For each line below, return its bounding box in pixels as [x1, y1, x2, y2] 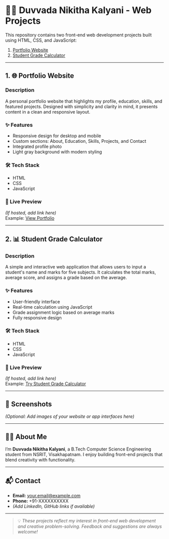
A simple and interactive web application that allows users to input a [5, 264, 146, 270]
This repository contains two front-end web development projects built [5, 32, 152, 38]
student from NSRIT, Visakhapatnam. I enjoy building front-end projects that [5, 451, 163, 457]
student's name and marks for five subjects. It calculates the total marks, [5, 269, 156, 276]
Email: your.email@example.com [12, 492, 81, 498]
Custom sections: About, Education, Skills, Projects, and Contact [12, 138, 147, 144]
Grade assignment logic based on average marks [12, 309, 115, 315]
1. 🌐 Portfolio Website [5, 71, 74, 80]
